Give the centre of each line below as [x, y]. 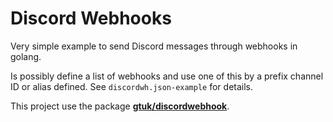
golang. [26, 56]
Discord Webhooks [91, 18]
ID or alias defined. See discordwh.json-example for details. [132, 86]
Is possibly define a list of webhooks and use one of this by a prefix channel [167, 76]
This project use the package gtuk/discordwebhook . [120, 106]
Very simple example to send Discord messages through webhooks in [154, 46]
